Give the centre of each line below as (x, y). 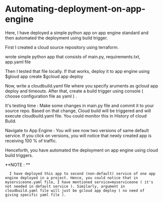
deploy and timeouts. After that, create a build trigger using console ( (74, 91)
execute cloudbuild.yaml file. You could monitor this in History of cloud (76, 116)
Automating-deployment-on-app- (75, 9)
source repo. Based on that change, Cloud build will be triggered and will (78, 111)
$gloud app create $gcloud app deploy (44, 76)
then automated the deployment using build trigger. (56, 38)
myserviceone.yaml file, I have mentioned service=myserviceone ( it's (79, 182)
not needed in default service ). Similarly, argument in (65, 186)
